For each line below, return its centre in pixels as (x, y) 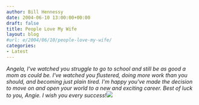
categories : (21, 46)
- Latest (17, 52)
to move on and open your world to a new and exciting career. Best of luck (99, 88)
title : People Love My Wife (42, 29)
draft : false (23, 23)
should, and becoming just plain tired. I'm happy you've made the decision (99, 81)
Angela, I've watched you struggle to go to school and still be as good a (96, 69)
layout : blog (23, 35)
